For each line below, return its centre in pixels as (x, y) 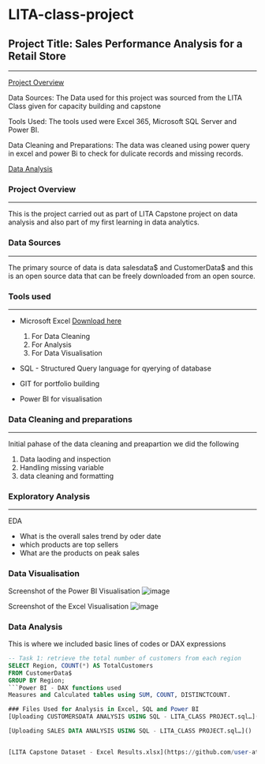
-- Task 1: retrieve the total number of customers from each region (125, 659)
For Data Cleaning (61, 336)
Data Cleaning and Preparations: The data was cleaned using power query (129, 145)
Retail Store (37, 56)
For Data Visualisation (67, 352)
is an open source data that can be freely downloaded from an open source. (132, 276)
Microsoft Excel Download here (71, 321)
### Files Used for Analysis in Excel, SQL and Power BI (104, 709)
